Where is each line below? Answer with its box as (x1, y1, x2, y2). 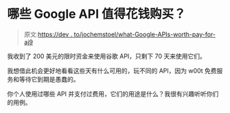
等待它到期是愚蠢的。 (19, 75, 80, 83)
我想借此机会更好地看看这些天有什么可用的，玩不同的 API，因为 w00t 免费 (7, 66, 218, 75)
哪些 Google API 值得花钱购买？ (7, 6, 187, 22)
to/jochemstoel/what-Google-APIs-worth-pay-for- (73, 30, 216, 38)
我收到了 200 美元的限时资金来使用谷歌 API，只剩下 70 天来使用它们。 (7, 52, 206, 60)
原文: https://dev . (23, 30, 73, 38)
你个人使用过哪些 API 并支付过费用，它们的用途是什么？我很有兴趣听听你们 (7, 90, 219, 98)
